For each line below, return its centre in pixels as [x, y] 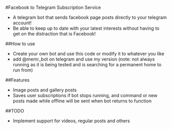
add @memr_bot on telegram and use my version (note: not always [84, 59]
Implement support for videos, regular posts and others [71, 121]
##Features [17, 80]
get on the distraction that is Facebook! [54, 34]
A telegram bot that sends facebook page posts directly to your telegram [90, 17]
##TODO [15, 111]
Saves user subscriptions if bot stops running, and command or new [85, 95]
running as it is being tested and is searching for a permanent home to [87, 64]
